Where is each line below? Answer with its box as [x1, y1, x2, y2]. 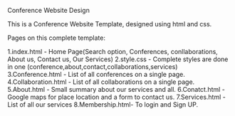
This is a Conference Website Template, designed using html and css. [7, 20, 212, 28]
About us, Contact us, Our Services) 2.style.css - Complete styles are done [7, 55, 229, 63]
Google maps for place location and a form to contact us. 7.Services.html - [7, 93, 226, 101]
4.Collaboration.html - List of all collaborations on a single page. [7, 78, 195, 86]
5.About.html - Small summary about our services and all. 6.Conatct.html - [7, 85, 226, 93]
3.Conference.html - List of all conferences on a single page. [7, 70, 185, 78]
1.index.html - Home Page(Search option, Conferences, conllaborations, [7, 48, 219, 56]
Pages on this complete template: [7, 33, 105, 42]
